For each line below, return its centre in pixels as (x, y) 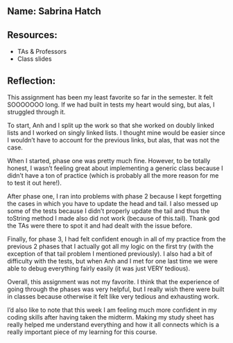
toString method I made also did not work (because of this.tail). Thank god (113, 219)
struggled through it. (36, 112)
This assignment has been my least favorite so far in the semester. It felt (110, 98)
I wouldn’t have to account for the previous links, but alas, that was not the (113, 140)
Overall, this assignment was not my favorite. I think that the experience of (113, 282)
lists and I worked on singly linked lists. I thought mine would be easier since (116, 133)
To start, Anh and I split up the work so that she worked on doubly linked (111, 126)
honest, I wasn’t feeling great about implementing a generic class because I (115, 168)
